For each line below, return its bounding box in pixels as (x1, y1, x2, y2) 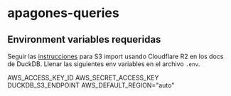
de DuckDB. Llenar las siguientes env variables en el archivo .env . (7, 60, 200, 68)
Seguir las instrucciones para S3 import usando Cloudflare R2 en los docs (7, 52, 224, 60)
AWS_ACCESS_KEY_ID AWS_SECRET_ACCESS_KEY (7, 73, 159, 82)
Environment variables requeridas (7, 33, 161, 46)
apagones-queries (7, 5, 119, 21)
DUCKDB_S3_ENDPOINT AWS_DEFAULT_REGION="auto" (7, 81, 175, 90)
